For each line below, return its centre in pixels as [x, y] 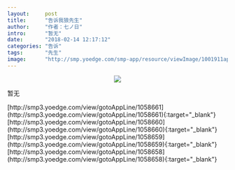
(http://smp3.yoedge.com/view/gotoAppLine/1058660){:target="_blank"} [113, 129]
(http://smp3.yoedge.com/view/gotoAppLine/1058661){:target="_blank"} [112, 114]
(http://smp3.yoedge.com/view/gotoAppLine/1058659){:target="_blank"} [112, 144]
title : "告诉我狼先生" [45, 20]
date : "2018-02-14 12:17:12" [59, 40]
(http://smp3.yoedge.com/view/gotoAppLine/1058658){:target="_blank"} [112, 159]
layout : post [33, 14]
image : [17, 59]
